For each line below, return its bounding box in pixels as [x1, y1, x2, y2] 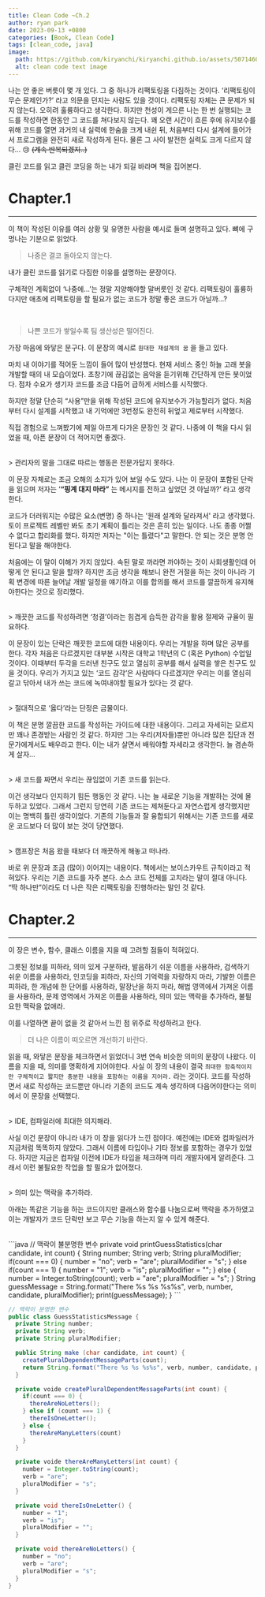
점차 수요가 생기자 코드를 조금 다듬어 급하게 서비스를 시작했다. [18, 379, 208, 389]
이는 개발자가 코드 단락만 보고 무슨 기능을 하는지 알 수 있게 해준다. [8, 1214, 210, 1223]
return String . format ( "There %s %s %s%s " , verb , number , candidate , [22, 1364, 252, 1371]
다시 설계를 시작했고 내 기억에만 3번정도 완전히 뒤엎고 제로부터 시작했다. [22, 405, 244, 415]
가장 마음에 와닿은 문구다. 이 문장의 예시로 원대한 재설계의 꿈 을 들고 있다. [8, 342, 229, 352]
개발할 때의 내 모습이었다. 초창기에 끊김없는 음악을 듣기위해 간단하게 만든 [8, 369, 231, 379]
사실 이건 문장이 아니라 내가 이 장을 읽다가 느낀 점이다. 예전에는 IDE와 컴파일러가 [8, 1132, 255, 1142]
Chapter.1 [8, 189, 72, 207]
